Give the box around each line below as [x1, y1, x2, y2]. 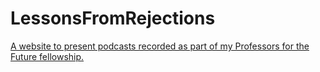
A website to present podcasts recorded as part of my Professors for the [10, 40, 310, 52]
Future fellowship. [10, 50, 85, 62]
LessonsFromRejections [10, 7, 216, 30]
